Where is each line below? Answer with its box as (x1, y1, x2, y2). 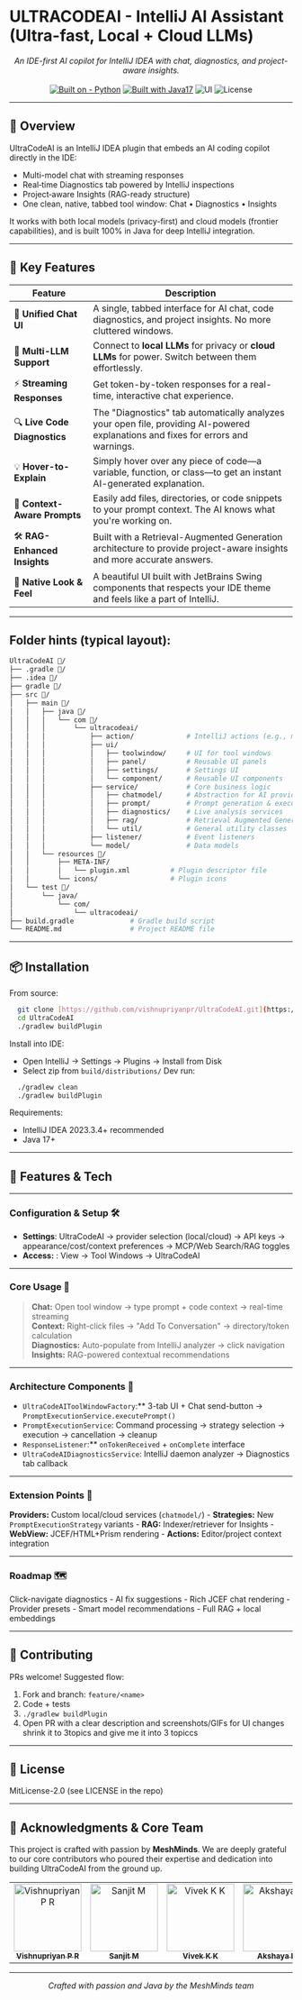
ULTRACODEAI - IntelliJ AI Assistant (9, 6, 284, 27)
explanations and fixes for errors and (93, 428, 249, 441)
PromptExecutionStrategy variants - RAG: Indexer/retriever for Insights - (9, 1519, 275, 1530)
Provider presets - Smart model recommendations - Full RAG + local (9, 1603, 262, 1614)
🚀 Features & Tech (9, 1169, 112, 1184)
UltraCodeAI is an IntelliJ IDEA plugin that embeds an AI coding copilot (9, 142, 271, 153)
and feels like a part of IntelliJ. (93, 592, 219, 605)
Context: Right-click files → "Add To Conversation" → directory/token (31, 1320, 289, 1331)
